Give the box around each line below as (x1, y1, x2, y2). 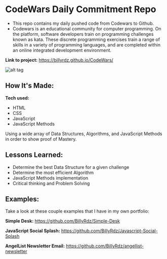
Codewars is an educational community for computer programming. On (12, 25, 162, 31)
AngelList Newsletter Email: (5, 243, 65, 249)
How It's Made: (5, 81, 54, 90)
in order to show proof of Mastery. (5, 136, 77, 142)
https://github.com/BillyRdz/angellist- (65, 243, 144, 249)
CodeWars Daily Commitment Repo (5, 4, 156, 15)
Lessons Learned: (5, 151, 63, 159)
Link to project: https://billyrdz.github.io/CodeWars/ (5, 57, 114, 63)
